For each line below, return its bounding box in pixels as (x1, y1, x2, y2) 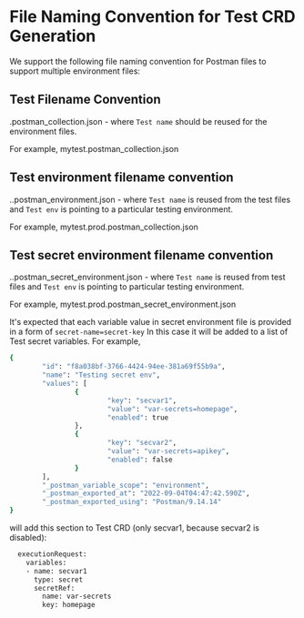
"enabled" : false (106, 455, 173, 464)
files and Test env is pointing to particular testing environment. (9, 281, 245, 292)
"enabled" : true (106, 412, 169, 422)
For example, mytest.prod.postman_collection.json (9, 221, 198, 232)
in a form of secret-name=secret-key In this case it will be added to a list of (9, 326, 289, 338)
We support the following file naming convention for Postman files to (9, 56, 267, 66)
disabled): (9, 532, 47, 542)
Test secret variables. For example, (9, 336, 141, 347)
